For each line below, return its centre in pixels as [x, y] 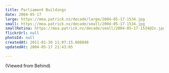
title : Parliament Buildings [36, 10]
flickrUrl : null [22, 33]
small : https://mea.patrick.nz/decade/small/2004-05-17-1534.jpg [75, 24]
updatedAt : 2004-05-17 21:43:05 [39, 47]
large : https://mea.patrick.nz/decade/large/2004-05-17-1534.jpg [75, 19]
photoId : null [20, 38]
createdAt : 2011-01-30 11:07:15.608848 [47, 42]
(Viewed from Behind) [28, 65]
